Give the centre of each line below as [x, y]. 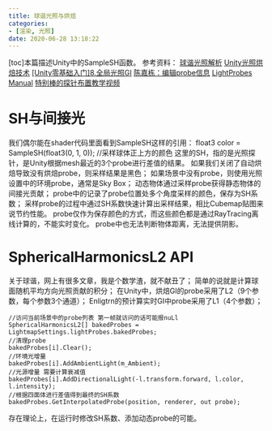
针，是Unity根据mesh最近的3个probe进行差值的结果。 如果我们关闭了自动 [132, 163]
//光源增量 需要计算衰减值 [47, 373]
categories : [28, 24]
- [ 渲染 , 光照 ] [32, 31]
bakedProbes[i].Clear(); [50, 348]
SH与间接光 [47, 119]
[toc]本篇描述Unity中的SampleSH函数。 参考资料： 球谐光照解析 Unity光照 [132, 62]
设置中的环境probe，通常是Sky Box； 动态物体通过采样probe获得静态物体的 [135, 183]
